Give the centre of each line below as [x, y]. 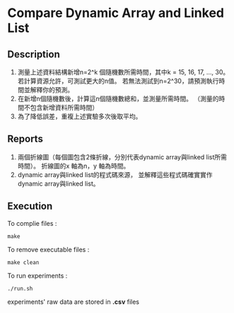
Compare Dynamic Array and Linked [116, 13]
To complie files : [32, 223]
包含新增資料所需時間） [64, 107]
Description [34, 54]
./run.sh [20, 288]
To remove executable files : [48, 249]
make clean [23, 262]
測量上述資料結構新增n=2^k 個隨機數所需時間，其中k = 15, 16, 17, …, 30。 [123, 72]
